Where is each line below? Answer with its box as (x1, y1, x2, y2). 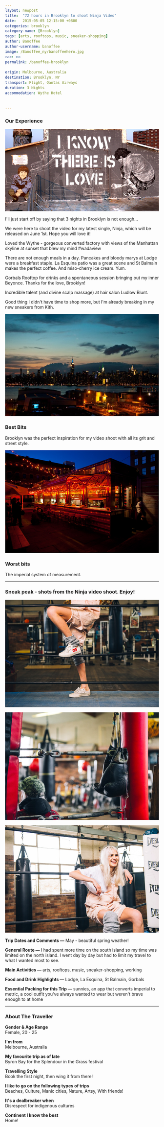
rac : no (5, 54, 21, 59)
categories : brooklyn (5, 23, 49, 28)
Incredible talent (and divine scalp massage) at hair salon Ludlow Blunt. (5, 289, 148, 296)
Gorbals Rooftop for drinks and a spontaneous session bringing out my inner (5, 275, 159, 281)
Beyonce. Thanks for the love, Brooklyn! (5, 280, 85, 286)
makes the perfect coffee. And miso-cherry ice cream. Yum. (5, 265, 126, 271)
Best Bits (5, 424, 27, 431)
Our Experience (5, 117, 43, 124)
